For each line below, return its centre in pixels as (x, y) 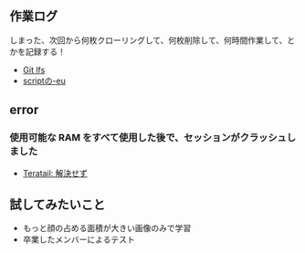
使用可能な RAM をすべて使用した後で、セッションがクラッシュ (148, 138)
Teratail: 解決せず (55, 173)
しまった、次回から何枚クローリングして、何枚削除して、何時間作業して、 (148, 40)
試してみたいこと (58, 204)
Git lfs (34, 69)
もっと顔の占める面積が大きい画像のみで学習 (107, 228)
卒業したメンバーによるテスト (79, 239)
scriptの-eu (44, 80)
